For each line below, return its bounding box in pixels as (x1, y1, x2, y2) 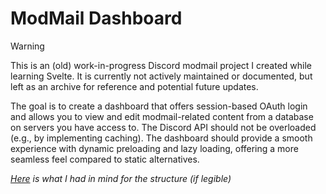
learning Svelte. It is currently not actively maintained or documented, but (10, 70, 313, 82)
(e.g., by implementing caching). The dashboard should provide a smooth (10, 132, 313, 144)
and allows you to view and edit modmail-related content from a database (10, 110, 314, 122)
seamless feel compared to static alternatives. (10, 153, 200, 165)
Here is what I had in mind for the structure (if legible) (10, 172, 232, 184)
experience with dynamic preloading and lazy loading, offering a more (10, 142, 299, 154)
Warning (10, 40, 45, 52)
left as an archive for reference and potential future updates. (10, 80, 259, 92)
